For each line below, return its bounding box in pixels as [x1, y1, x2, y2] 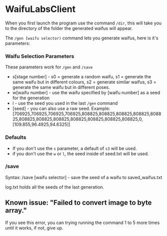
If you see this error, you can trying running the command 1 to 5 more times [5, 220, 160, 226]
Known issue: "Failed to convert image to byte [5, 199, 152, 207]
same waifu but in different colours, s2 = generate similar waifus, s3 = [12, 79, 157, 85]
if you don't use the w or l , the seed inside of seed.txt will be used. [12, 151, 149, 157]
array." [5, 206, 27, 215]
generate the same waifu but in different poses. [12, 84, 110, 90]
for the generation [12, 95, 50, 101]
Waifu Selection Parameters [5, 52, 75, 59]
